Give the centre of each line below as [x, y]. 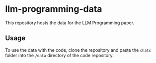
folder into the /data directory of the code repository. [60, 55]
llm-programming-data [54, 9]
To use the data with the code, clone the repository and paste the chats [78, 50]
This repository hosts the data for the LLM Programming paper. [70, 23]
